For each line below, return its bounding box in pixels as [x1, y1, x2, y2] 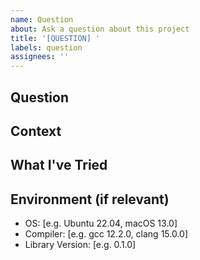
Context [10, 122, 62, 140]
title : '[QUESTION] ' [10, 33, 101, 43]
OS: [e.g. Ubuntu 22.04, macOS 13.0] [24, 217, 178, 230]
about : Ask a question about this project [10, 24, 190, 34]
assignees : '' [10, 52, 70, 62]
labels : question [10, 42, 83, 53]
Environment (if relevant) [10, 191, 170, 208]
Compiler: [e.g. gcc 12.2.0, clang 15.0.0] [24, 228, 189, 240]
